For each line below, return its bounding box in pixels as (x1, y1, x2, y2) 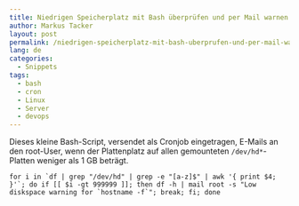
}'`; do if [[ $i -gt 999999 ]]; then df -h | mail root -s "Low (9, 180, 256, 189)
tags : (9, 71, 29, 80)
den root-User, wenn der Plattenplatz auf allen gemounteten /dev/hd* (9, 146, 264, 156)
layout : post (9, 29, 58, 38)
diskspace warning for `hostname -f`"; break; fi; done (9, 188, 221, 197)
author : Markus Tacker (9, 21, 93, 30)
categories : (9, 54, 53, 63)
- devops (17, 112, 50, 121)
